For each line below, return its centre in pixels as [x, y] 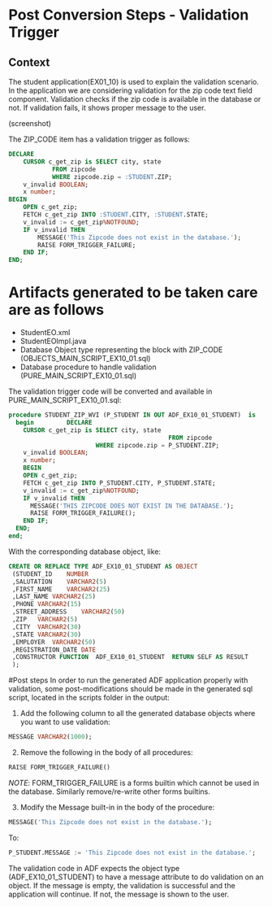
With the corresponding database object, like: [84, 552]
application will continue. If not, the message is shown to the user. [119, 894]
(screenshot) [30, 123]
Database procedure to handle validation [88, 367]
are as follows [56, 310]
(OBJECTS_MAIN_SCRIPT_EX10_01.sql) [85, 359]
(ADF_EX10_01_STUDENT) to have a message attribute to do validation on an [136, 877]
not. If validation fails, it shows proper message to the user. [107, 108]
